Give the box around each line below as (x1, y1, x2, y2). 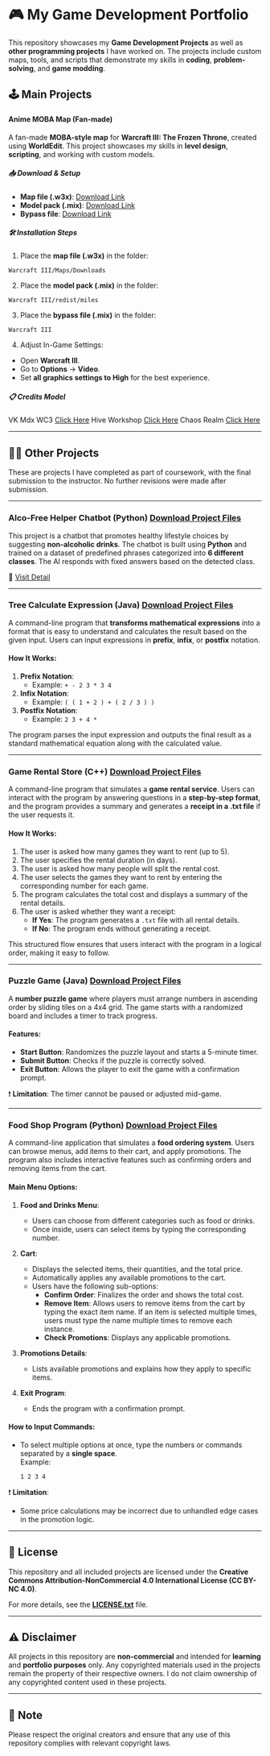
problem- (213, 55, 246, 64)
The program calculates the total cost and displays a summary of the (19, 889, 248, 899)
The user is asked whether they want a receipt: (19, 907, 176, 916)
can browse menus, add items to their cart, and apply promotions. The (8, 1147, 242, 1156)
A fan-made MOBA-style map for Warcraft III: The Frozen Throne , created (8, 132, 257, 142)
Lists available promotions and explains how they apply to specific (31, 1364, 252, 1373)
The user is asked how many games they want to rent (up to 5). (19, 846, 230, 856)
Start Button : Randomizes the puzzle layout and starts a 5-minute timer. (19, 1048, 259, 1057)
